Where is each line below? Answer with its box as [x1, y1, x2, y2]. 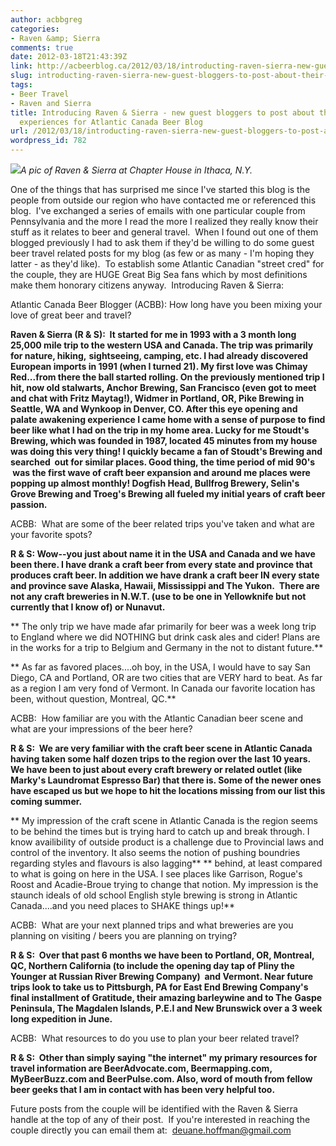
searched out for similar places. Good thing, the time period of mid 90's [10, 456, 316, 468]
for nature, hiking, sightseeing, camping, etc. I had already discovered [10, 350, 309, 361]
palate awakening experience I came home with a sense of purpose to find [10, 414, 326, 425]
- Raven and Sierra [10, 98, 92, 108]
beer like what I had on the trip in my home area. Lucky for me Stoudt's [10, 424, 310, 436]
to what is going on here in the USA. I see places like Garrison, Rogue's [10, 868, 303, 880]
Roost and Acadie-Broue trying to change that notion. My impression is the [10, 879, 319, 890]
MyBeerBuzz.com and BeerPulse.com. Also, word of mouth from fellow [10, 1073, 313, 1085]
